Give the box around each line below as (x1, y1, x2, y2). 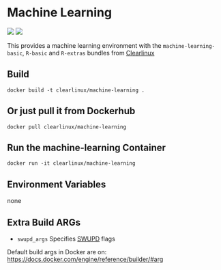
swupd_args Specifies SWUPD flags (16, 234, 116, 243)
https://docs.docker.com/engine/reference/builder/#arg (7, 255, 164, 263)
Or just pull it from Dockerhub (7, 105, 136, 117)
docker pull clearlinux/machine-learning (7, 123, 127, 131)
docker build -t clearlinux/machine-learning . (7, 87, 145, 94)
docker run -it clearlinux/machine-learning (7, 160, 136, 167)
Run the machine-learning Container (7, 141, 166, 153)
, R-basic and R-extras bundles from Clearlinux (22, 49, 155, 57)
